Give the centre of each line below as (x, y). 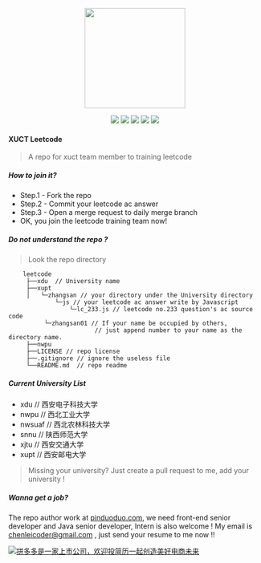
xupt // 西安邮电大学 (53, 455)
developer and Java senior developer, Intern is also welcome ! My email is (130, 526)
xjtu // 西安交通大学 (52, 444)
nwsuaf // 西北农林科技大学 (65, 424)
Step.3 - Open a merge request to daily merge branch (109, 213)
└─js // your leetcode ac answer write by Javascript (147, 302)
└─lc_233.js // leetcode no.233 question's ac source (161, 310)
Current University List (47, 383)
